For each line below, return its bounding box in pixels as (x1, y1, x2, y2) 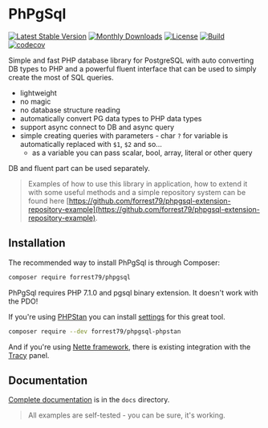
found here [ (27, 196, 70, 206)
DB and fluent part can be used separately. (8, 163, 151, 173)
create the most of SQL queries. (8, 72, 114, 82)
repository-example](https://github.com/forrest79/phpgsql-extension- (27, 204, 261, 214)
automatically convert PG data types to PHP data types (19, 113, 202, 123)
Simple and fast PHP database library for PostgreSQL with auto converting (8, 55, 254, 65)
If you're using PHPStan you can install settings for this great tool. (8, 312, 226, 321)
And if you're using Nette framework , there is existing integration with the (8, 342, 251, 352)
